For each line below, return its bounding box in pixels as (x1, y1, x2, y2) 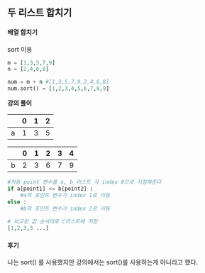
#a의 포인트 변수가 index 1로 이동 (20, 191, 111, 199)
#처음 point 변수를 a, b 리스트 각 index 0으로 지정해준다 (7, 179, 162, 186)
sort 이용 (7, 45, 33, 53)
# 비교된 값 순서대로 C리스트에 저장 (7, 218, 98, 225)
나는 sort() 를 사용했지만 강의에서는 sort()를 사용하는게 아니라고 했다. (7, 258, 199, 267)
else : (7, 198, 27, 206)
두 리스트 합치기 (7, 6, 72, 19)
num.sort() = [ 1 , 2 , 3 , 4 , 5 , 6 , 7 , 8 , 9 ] (7, 85, 110, 92)
